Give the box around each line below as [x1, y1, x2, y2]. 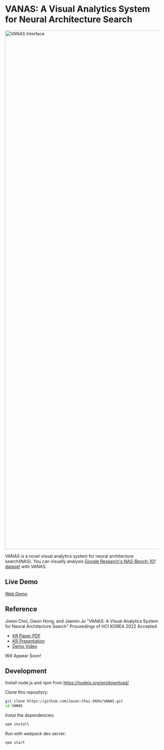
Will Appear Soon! [5, 652, 41, 658]
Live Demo [5, 578, 38, 586]
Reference [5, 605, 38, 614]
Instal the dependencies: [5, 712, 55, 718]
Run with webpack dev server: [5, 731, 66, 736]
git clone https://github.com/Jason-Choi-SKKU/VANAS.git [5, 699, 123, 704]
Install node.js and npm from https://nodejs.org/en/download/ [5, 680, 129, 686]
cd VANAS [5, 703, 23, 708]
